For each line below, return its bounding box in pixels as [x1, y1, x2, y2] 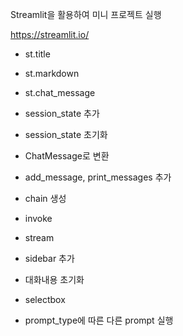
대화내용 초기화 [24, 274, 85, 285]
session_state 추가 [24, 108, 100, 119]
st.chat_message [24, 87, 96, 98]
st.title [24, 48, 51, 60]
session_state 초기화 [24, 129, 108, 140]
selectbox [24, 294, 66, 305]
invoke [24, 213, 53, 224]
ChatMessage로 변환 [24, 150, 110, 162]
